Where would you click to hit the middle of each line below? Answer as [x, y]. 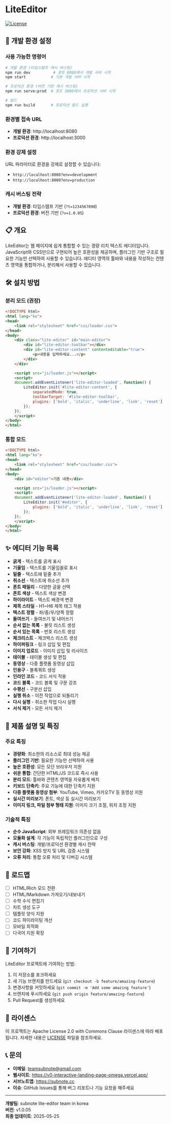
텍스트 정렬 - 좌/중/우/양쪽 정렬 [43, 612]
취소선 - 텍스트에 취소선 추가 [41, 581]
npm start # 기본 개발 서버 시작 [48, 77]
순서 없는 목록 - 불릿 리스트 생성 [44, 625]
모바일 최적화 [26, 927]
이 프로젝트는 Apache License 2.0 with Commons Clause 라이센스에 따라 [80, 1031]
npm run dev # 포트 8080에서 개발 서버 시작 [58, 73]
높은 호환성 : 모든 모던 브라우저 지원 [47, 766]
